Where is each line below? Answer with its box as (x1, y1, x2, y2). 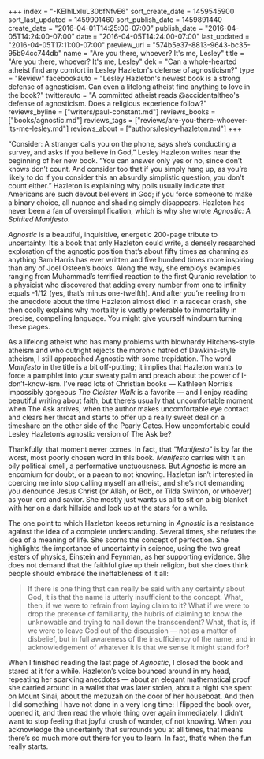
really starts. (8, 742, 49, 751)
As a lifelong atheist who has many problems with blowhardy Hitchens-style (8, 337, 255, 346)
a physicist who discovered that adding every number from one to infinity (8, 280, 247, 289)
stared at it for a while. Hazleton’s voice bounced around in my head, (8, 666, 231, 675)
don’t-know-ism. (8, 379, 62, 389)
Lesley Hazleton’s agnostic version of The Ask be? (8, 430, 172, 438)
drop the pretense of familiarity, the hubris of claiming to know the (27, 609, 243, 618)
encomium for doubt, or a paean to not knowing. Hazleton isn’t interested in (8, 470, 254, 479)
